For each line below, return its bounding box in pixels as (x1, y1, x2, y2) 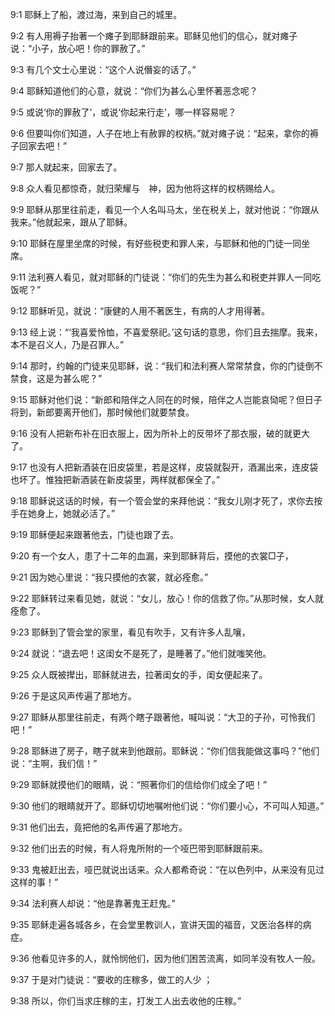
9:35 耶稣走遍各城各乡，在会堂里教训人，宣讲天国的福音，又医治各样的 (10, 919, 303, 930)
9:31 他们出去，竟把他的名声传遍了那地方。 (10, 821, 188, 833)
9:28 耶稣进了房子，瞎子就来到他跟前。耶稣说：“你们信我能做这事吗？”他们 (10, 745, 320, 757)
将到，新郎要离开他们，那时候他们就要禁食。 (10, 406, 195, 418)
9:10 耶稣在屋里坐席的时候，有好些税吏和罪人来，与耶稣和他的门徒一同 (10, 238, 302, 249)
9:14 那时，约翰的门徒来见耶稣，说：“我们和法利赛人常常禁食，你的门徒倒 (10, 360, 315, 372)
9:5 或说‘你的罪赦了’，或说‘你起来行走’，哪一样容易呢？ (10, 106, 237, 118)
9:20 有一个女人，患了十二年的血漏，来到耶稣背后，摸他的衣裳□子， (10, 550, 294, 562)
